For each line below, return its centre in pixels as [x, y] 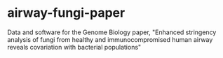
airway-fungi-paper [66, 13]
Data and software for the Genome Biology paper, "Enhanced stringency [112, 32]
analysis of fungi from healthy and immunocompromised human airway [110, 39]
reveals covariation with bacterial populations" [74, 47]
